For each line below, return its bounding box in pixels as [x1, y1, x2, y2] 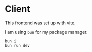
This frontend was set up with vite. [5, 20, 76, 26]
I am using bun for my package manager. [5, 29, 88, 35]
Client [5, 3, 31, 15]
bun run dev [5, 43, 30, 48]
